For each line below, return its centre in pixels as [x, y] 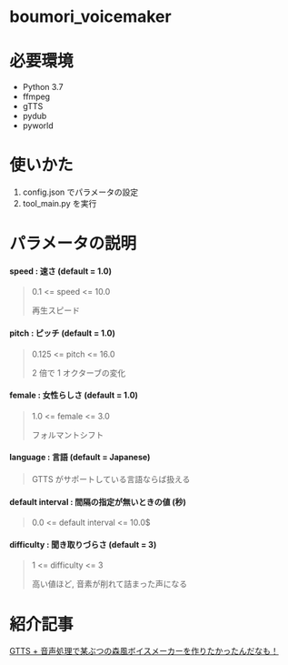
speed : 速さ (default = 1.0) [60, 271]
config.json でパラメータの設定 [80, 192]
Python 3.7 [43, 87]
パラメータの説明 [73, 244]
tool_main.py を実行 [60, 204]
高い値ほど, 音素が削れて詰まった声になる [109, 584]
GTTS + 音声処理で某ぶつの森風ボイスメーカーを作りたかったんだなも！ [144, 651]
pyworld [38, 126]
